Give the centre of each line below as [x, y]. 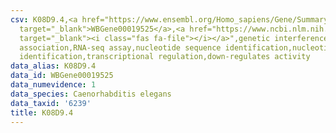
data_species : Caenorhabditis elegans [91, 94]
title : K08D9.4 [42, 112]
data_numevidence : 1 [53, 85]
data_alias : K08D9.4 [53, 66]
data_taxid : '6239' [51, 103]
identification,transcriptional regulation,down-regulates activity [165, 57]
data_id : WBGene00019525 [62, 76]
